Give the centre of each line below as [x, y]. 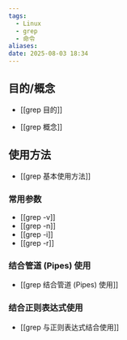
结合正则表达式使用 [46, 308]
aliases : [23, 46]
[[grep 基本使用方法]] [55, 176]
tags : [17, 16]
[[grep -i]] [37, 234]
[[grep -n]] [38, 226]
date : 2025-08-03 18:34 [49, 54]
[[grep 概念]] [41, 127]
